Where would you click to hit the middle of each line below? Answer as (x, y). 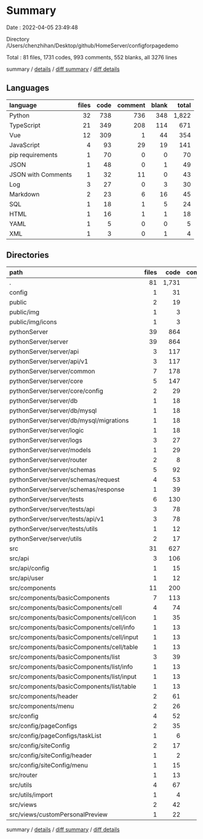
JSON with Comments (41, 175)
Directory (18, 39)
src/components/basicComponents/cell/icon (73, 617)
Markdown (24, 194)
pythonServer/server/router (48, 460)
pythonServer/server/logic (47, 430)
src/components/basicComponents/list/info (71, 666)
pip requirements (34, 155)
